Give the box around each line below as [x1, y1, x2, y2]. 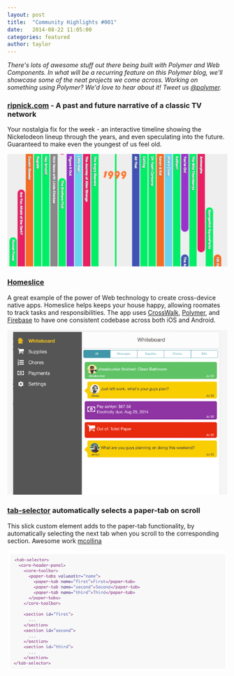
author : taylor [7, 41, 52, 48]
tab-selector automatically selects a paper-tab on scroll [7, 506, 200, 516]
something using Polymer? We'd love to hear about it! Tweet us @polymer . [7, 83, 222, 92]
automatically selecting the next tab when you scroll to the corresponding [7, 529, 219, 537]
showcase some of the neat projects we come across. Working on [7, 76, 198, 84]
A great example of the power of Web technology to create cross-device [7, 293, 217, 302]
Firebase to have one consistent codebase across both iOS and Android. [7, 316, 216, 324]
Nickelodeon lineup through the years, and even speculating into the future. [7, 133, 225, 141]
